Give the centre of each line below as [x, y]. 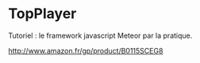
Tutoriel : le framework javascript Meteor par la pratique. [100, 35]
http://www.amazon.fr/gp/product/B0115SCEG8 [86, 50]
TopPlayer [42, 14]
